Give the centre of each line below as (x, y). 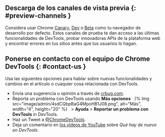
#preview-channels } (38, 16)
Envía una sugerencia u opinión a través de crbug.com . (68, 93)
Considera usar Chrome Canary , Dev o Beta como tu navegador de (73, 28)
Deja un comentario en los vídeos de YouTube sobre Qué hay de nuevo (84, 125)
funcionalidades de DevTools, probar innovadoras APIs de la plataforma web (83, 38)
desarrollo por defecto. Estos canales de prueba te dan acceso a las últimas (82, 33)
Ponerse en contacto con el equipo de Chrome (78, 59)
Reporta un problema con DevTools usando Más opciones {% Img (81, 99)
